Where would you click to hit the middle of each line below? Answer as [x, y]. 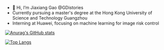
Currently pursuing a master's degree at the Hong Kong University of [82, 13]
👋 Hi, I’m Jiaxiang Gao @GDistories [48, 8]
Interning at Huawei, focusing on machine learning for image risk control [85, 23]
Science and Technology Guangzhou [50, 18]
